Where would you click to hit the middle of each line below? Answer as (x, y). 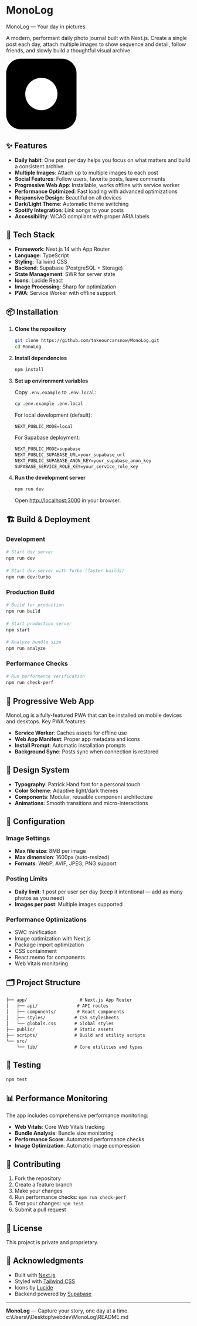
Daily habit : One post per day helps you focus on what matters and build (102, 160)
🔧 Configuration (36, 822)
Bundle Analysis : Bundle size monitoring (64, 1133)
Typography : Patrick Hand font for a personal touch (77, 784)
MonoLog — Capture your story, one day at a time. (67, 1311)
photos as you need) (39, 898)
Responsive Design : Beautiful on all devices (68, 197)
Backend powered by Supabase (53, 1294)
